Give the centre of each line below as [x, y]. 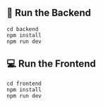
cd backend [23, 29]
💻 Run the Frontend [51, 64]
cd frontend [24, 84]
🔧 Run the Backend [49, 13]
